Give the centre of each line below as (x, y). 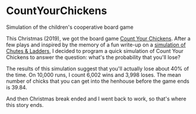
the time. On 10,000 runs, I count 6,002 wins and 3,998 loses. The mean (94, 75)
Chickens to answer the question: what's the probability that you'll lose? (93, 57)
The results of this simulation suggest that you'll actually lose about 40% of (98, 68)
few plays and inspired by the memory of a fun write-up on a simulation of (96, 45)
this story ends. (25, 105)
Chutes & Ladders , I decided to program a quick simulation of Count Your (95, 51)
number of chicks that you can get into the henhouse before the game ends (98, 81)
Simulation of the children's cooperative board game (70, 27)
